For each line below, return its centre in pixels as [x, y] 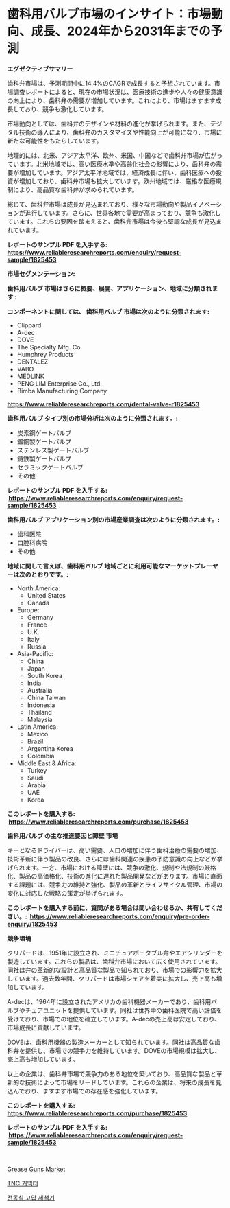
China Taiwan [47, 697]
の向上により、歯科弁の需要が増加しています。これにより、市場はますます [111, 100]
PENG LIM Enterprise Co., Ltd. [60, 383]
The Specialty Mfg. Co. [50, 347]
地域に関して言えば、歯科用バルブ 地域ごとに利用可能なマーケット [101, 566]
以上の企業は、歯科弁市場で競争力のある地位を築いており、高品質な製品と [112, 1073]
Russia [37, 647]
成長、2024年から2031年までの [121, 31]
